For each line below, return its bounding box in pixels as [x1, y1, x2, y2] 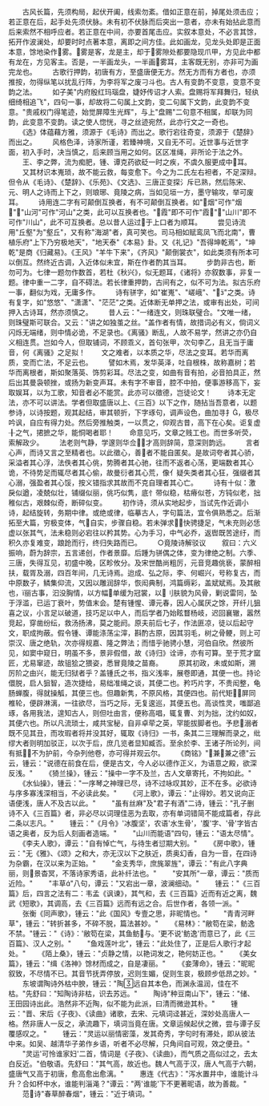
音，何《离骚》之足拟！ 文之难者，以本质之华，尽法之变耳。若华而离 [8, 348, 249, 357]
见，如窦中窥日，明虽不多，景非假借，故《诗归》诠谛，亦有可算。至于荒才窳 [8, 648, 261, 657]
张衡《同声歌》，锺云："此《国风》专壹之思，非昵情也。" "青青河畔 [22, 909, 255, 918]
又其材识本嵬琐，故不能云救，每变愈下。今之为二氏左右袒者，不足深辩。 [22, 168, 261, 176]
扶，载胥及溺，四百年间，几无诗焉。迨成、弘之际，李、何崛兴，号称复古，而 [8, 568, 261, 577]
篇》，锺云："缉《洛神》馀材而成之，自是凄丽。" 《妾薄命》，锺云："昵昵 [8, 959, 255, 968]
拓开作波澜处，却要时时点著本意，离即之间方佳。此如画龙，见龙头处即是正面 [8, 37, 261, 46]
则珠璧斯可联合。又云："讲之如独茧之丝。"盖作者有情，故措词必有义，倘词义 [8, 317, 261, 327]
